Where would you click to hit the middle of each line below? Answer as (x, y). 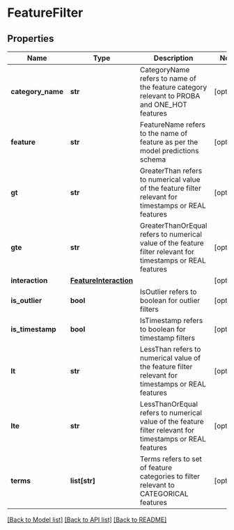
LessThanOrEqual (169, 404)
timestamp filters (167, 338)
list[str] (83, 481)
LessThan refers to (170, 349)
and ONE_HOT (163, 104)
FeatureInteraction (102, 280)
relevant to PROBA (170, 96)
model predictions (169, 151)
